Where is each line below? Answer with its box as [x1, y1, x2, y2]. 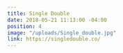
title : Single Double [7, 10, 70, 17]
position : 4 [7, 23, 42, 30]
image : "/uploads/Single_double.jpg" [7, 29, 117, 36]
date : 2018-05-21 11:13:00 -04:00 [7, 17, 108, 23]
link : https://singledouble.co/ [7, 36, 101, 43]
